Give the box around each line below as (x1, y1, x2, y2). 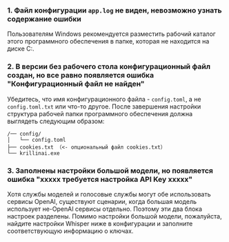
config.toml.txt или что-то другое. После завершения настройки (7, 102, 201, 111)
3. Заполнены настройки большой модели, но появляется (7, 165, 214, 175)
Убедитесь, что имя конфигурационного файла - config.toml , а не (7, 95, 201, 103)
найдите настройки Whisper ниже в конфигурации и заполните (7, 219, 193, 227)
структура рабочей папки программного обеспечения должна (7, 109, 193, 118)
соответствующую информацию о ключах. (7, 227, 134, 235)
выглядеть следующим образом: (7, 117, 105, 125)
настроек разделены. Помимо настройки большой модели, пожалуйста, (7, 212, 222, 220)
